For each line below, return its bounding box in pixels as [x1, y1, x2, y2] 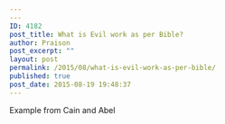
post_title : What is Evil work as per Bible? [9, 30, 183, 39]
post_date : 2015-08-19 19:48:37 [9, 80, 131, 89]
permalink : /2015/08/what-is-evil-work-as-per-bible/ [9, 64, 217, 73]
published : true [9, 72, 70, 81]
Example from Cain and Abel [9, 104, 116, 115]
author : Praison [9, 38, 70, 48]
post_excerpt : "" [9, 47, 75, 56]
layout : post [9, 55, 59, 64]
